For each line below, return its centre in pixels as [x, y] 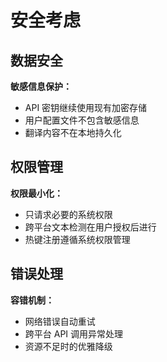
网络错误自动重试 [60, 321]
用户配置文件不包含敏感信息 [82, 120]
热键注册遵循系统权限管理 [77, 239]
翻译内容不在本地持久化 [73, 132]
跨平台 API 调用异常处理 [74, 333]
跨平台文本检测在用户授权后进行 [90, 227]
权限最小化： [36, 193]
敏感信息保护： [41, 86]
